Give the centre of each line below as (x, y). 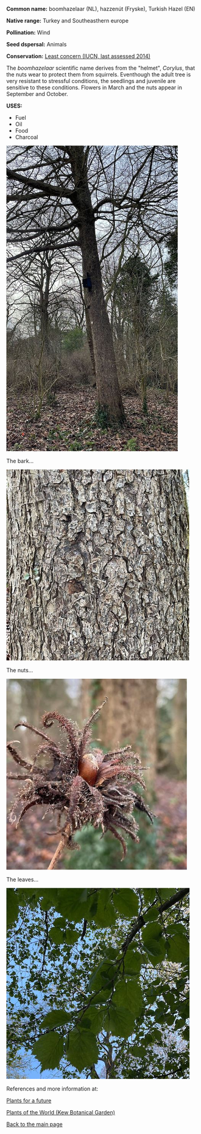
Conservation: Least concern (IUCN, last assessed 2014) (79, 56)
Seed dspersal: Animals (37, 44)
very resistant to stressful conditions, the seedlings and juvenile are (91, 81)
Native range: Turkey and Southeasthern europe (68, 20)
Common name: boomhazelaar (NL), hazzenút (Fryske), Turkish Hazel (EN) (101, 9)
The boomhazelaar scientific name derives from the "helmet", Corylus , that (101, 68)
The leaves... (23, 880)
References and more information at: (52, 1089)
